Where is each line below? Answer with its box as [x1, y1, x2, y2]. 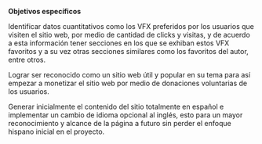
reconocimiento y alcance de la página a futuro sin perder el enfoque [8, 119, 231, 128]
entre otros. [8, 55, 45, 64]
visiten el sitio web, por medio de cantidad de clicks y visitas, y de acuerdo [8, 31, 251, 39]
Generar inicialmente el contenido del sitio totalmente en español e [8, 102, 224, 111]
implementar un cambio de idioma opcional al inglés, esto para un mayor [8, 110, 243, 120]
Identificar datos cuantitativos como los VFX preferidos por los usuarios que [8, 22, 255, 31]
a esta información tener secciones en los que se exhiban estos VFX [8, 38, 230, 48]
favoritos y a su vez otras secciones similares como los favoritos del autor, [8, 47, 249, 56]
